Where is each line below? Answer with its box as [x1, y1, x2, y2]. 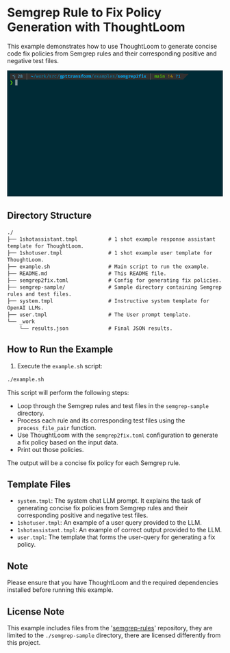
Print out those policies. [16, 445, 84, 453]
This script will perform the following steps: [7, 388, 129, 396]
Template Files [7, 478, 71, 490]
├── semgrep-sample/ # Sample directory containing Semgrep [7, 283, 222, 291]
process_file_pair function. [16, 423, 97, 431]
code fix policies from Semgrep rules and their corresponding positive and [7, 49, 217, 58]
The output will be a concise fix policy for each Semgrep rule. [7, 458, 181, 467]
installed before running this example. [7, 586, 114, 594]
